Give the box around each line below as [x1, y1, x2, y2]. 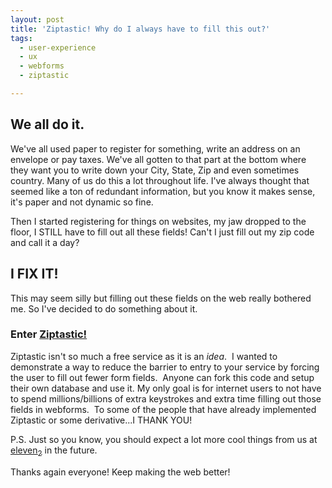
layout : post [10, 14, 65, 25]
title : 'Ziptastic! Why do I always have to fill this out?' [10, 24, 271, 34]
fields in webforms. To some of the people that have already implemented [10, 403, 317, 415]
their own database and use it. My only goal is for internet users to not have [10, 382, 322, 394]
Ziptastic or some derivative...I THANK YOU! [10, 414, 193, 426]
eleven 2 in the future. [10, 444, 98, 458]
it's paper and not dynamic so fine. [10, 196, 154, 208]
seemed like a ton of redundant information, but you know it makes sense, [10, 185, 316, 197]
